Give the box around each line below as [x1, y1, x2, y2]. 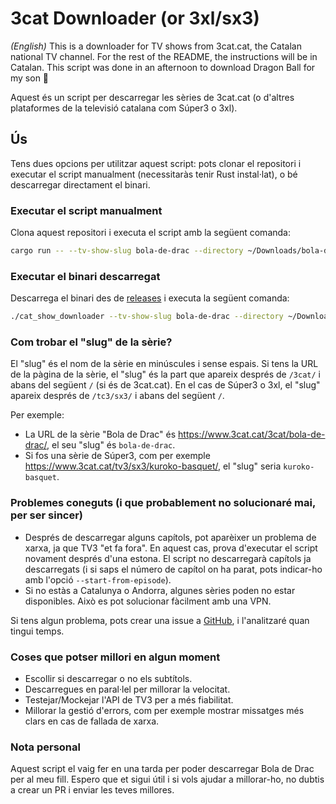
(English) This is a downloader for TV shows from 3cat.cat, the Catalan [10, 40, 302, 52]
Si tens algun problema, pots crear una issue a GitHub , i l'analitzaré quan [10, 614, 310, 626]
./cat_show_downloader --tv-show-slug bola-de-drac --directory [10, 312, 284, 322]
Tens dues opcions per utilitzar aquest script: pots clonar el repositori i [10, 157, 302, 169]
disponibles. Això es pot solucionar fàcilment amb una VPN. [24, 595, 272, 607]
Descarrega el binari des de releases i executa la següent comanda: [10, 292, 290, 304]
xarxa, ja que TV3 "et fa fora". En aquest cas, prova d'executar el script [24, 542, 318, 554]
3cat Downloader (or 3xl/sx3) [10, 7, 260, 30]
